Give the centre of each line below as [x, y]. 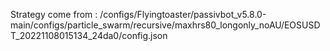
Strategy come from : [54, 14]
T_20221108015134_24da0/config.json [89, 35]
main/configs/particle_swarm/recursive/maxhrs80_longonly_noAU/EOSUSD [165, 25]
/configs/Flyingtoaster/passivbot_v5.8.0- [183, 14]
